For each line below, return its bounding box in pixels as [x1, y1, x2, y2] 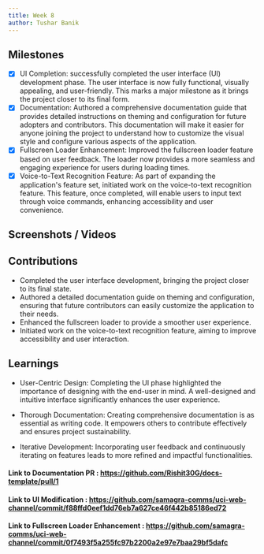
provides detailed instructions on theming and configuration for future [19, 112, 247, 121]
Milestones [8, 48, 65, 61]
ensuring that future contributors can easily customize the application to [19, 300, 255, 310]
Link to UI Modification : [8, 494, 88, 504]
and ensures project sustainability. [19, 426, 132, 436]
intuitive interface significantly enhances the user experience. [19, 395, 221, 404]
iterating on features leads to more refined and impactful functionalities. [19, 450, 253, 459]
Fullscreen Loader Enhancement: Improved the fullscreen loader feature [19, 145, 254, 154]
